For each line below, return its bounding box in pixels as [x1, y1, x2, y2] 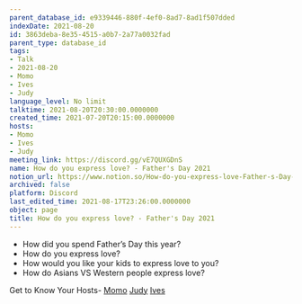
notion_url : [9, 172, 54, 181]
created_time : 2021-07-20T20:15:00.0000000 [9, 113, 175, 122]
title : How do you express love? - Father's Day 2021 [9, 213, 216, 223]
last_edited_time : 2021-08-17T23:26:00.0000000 [9, 197, 191, 207]
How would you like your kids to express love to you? [22, 257, 219, 268]
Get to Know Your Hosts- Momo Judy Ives [9, 284, 166, 295]
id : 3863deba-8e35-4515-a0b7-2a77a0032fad [9, 30, 171, 39]
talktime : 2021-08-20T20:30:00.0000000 [9, 105, 159, 114]
